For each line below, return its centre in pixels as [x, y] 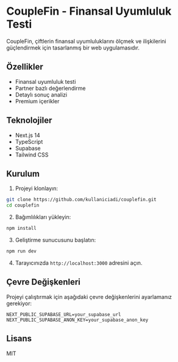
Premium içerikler [37, 101]
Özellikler [25, 67]
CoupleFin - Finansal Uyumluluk [89, 11]
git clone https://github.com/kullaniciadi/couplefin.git [81, 200]
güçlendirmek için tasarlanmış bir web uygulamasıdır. [73, 48]
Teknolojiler [29, 120]
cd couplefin [23, 205]
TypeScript [29, 141]
